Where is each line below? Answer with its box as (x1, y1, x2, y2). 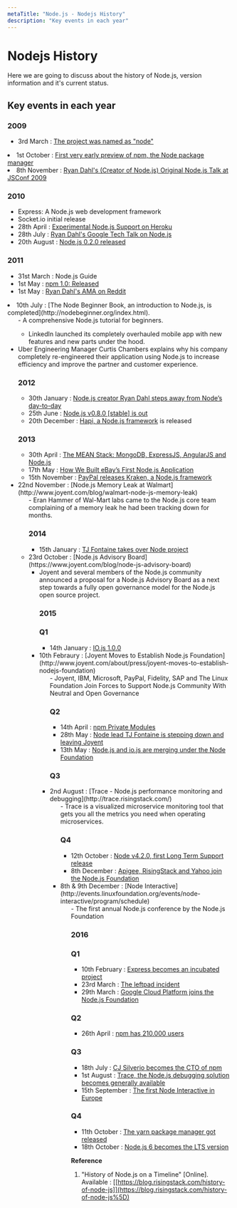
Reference (70, 1156, 102, 1165)
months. (28, 511, 53, 520)
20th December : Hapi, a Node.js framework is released (28, 417, 192, 425)
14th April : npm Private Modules (60, 723, 156, 731)
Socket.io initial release (17, 215, 86, 224)
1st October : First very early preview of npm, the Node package (16, 151, 204, 160)
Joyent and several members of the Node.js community (38, 568, 202, 576)
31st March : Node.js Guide (17, 271, 98, 280)
